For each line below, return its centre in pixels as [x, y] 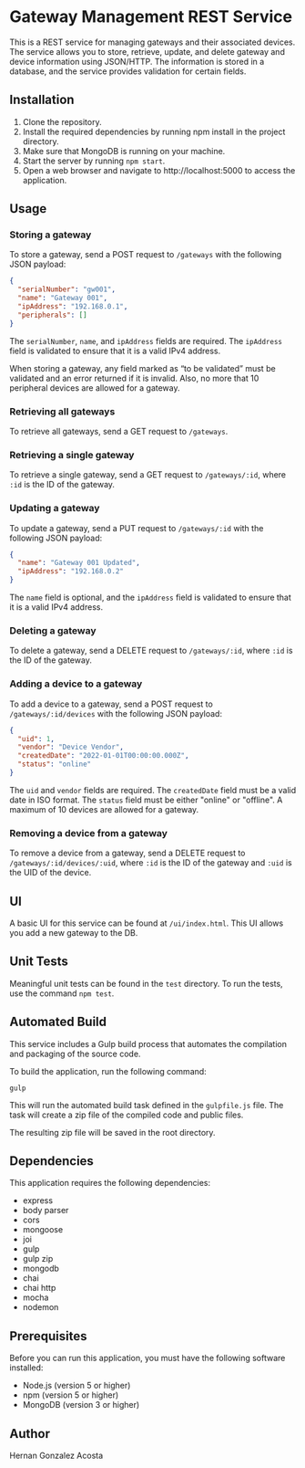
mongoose [43, 1230]
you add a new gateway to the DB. [74, 933]
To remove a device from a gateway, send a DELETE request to [127, 853]
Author [30, 1434]
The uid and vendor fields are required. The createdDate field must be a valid [153, 790]
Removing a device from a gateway [89, 833]
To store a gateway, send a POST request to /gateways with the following [146, 255]
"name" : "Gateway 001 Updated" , [79, 563]
